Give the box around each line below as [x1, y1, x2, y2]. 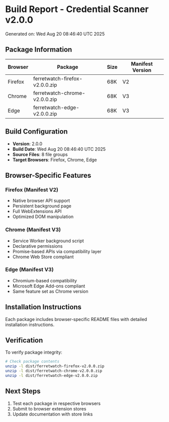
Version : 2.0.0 [12, 141, 43, 147]
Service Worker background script [12, 238, 84, 244]
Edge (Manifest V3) [5, 266, 54, 273]
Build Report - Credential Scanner [5, 4, 149, 15]
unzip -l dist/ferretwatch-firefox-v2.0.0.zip [5, 364, 105, 369]
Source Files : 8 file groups [12, 151, 68, 157]
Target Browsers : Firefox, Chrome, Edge [12, 157, 97, 163]
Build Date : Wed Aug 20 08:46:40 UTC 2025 [12, 146, 106, 152]
